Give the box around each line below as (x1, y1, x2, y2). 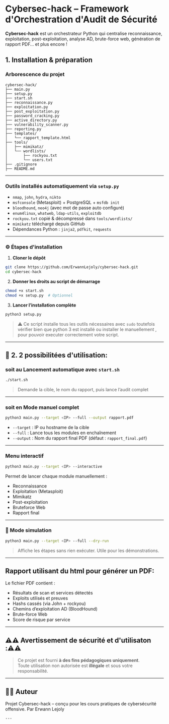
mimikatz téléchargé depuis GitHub (12, 220, 86, 227)
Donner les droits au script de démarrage (12, 278, 101, 284)
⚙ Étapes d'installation (5, 243, 63, 250)
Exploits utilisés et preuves (12, 595, 68, 601)
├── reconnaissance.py (5, 100, 53, 105)
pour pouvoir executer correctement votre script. (17, 331, 119, 338)
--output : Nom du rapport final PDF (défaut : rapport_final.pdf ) (12, 435, 147, 441)
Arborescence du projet (5, 71, 65, 78)
